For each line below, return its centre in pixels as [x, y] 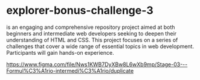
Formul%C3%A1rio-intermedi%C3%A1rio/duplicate [70, 70]
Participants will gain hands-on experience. [60, 52]
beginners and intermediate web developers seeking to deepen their [92, 33]
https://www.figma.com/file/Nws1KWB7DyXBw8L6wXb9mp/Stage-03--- [97, 64]
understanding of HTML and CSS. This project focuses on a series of [92, 40]
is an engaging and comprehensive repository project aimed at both [91, 27]
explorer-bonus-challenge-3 [80, 11]
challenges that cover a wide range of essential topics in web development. [100, 46]
